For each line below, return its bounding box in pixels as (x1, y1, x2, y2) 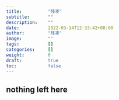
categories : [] (6, 47, 54, 53)
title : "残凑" (6, 8, 62, 15)
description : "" (6, 19, 54, 25)
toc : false (6, 63, 61, 69)
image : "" (6, 36, 54, 42)
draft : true (6, 57, 59, 63)
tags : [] (6, 42, 54, 47)
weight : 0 (6, 52, 51, 58)
